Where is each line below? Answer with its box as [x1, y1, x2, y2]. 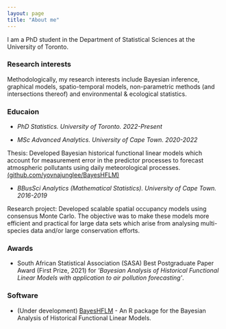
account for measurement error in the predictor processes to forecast [7, 156, 204, 164]
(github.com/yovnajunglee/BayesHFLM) [7, 171, 120, 179]
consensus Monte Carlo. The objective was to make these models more [7, 212, 210, 220]
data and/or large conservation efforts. [30, 227, 140, 235]
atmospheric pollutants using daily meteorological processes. [7, 164, 181, 172]
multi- [201, 219, 218, 228]
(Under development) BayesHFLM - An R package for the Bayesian [16, 306, 207, 315]
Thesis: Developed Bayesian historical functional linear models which [7, 149, 203, 158]
